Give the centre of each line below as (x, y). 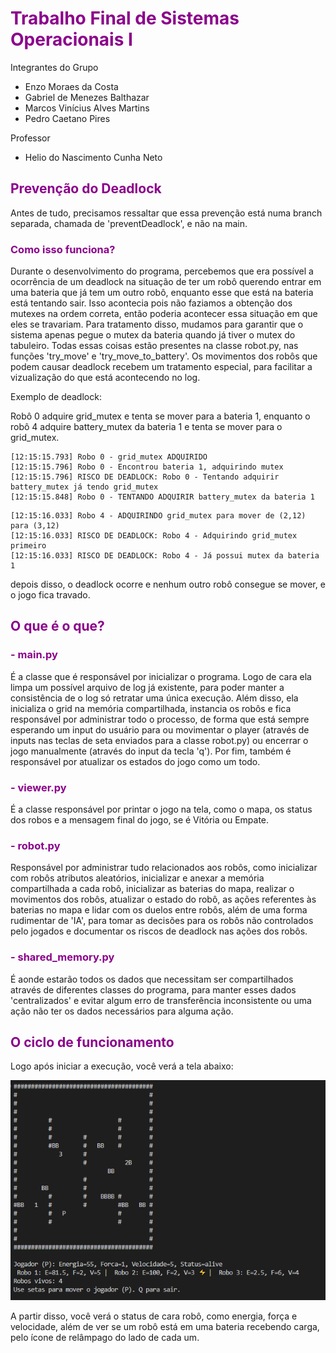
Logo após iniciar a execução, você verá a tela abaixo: (122, 1066)
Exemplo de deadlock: (56, 397)
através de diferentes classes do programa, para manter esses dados (153, 989)
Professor (30, 138)
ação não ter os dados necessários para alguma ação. (122, 1011)
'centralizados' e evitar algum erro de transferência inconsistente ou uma (161, 1000)
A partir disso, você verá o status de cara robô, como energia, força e (154, 1316)
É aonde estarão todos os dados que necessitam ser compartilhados (152, 979)
